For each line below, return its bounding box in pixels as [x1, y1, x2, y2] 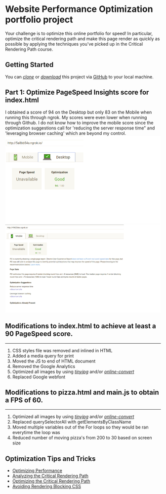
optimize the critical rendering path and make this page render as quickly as [5, 36, 160, 42]
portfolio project [5, 14, 73, 25]
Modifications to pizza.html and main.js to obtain [5, 388, 159, 396]
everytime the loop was [12, 430, 60, 435]
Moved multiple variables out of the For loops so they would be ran [12, 424, 149, 430]
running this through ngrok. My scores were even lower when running [5, 114, 147, 120]
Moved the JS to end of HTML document [12, 358, 96, 364]
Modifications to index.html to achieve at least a [5, 322, 157, 330]
